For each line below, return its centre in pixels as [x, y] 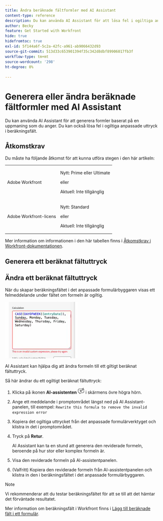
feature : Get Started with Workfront [43, 31]
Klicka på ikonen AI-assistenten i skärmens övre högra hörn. [77, 392]
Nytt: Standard [75, 207]
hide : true [16, 36]
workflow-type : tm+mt [27, 57]
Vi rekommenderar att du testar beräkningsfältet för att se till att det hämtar [80, 494]
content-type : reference [30, 15]
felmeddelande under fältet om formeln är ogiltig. [54, 295]
